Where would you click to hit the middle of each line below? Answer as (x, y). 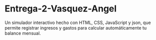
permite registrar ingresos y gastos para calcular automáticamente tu (76, 27)
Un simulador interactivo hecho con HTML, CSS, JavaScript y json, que (78, 22)
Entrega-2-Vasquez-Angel (61, 9)
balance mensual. (23, 33)
